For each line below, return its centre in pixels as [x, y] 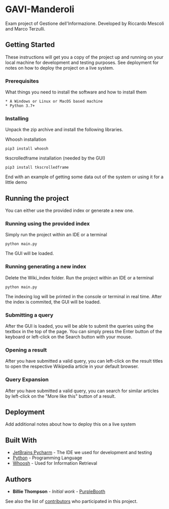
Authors [18, 479]
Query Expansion [27, 379]
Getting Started [30, 45]
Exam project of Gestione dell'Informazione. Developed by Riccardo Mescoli [85, 23]
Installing [17, 118]
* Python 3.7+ [20, 106]
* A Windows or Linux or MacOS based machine [54, 102]
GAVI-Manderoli [40, 9]
